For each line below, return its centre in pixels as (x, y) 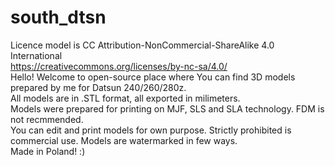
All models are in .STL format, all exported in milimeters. (125, 98)
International (36, 55)
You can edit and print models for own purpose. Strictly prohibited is (151, 130)
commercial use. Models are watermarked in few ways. (124, 140)
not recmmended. (47, 119)
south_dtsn (58, 17)
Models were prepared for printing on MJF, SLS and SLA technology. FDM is (167, 108)
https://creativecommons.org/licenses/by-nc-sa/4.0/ (119, 66)
